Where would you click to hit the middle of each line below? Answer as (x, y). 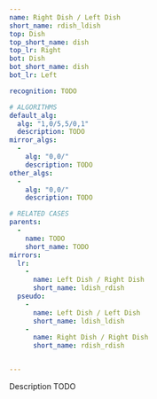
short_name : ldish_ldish (78, 321)
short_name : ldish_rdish (78, 288)
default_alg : (33, 115)
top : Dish (27, 34)
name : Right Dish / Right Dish (90, 338)
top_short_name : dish (49, 42)
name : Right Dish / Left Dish (65, 17)
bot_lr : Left (33, 75)
